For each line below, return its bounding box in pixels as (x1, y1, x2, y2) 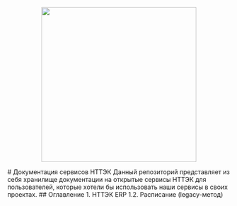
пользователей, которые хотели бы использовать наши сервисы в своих (7, 183, 229, 191)
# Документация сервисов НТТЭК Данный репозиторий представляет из (7, 168, 230, 176)
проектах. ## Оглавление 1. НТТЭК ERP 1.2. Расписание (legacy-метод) (7, 190, 224, 198)
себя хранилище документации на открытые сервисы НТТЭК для (7, 176, 207, 183)
